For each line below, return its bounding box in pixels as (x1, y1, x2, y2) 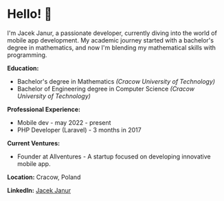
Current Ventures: (7, 139, 60, 147)
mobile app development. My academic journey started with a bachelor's (7, 36, 214, 44)
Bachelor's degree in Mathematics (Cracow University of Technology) (16, 77, 215, 85)
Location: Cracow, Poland (7, 173, 81, 181)
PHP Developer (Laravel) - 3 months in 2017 (16, 126, 142, 134)
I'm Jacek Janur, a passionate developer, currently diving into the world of (7, 29, 218, 37)
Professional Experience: (7, 105, 81, 113)
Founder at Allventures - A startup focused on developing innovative (16, 152, 211, 161)
